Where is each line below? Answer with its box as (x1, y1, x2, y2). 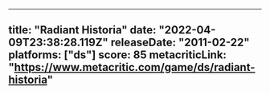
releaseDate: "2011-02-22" (110, 36, 251, 49)
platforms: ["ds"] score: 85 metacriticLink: (8, 49, 227, 62)
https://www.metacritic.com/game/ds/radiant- (14, 61, 256, 74)
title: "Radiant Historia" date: (8, 23, 157, 37)
